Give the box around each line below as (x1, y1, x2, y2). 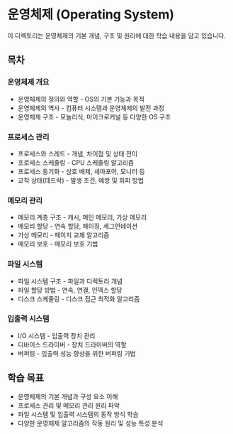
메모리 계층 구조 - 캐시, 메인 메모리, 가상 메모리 (17, 213, 147, 222)
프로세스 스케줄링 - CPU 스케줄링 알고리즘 (17, 158, 135, 167)
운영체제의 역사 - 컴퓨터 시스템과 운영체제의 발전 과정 (17, 104, 165, 112)
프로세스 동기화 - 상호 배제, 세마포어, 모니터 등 (17, 167, 145, 175)
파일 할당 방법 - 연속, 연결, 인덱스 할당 (17, 286, 123, 294)
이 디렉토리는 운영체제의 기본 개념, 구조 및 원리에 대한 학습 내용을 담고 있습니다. (7, 31, 227, 40)
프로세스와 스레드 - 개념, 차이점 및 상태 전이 (17, 149, 138, 158)
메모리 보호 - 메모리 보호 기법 (17, 239, 98, 249)
